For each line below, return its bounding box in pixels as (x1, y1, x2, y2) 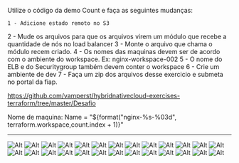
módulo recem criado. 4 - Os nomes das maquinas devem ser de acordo (7, 48, 221, 56)
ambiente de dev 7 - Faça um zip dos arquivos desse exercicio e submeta (7, 70, 224, 78)
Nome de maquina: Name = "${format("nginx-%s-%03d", (7, 113, 176, 121)
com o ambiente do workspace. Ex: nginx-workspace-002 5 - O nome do (7, 55, 223, 63)
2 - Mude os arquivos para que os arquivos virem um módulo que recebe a (7, 32, 227, 41)
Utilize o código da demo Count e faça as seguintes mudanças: (7, 6, 193, 14)
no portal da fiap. (7, 78, 58, 86)
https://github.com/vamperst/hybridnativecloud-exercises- (7, 92, 180, 100)
